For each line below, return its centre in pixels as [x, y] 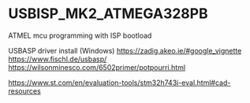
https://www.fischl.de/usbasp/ [58, 59]
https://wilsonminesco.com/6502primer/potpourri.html [97, 67]
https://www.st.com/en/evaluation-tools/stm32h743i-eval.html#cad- [119, 83]
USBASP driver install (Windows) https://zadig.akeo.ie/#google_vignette [125, 50]
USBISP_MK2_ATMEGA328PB [108, 14]
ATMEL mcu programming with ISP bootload [80, 35]
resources [24, 90]
